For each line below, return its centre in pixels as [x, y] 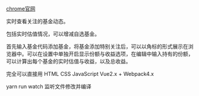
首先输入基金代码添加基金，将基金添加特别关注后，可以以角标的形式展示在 [97, 47]
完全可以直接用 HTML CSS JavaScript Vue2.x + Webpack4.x [80, 74]
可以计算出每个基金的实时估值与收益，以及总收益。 [69, 61]
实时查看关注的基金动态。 [37, 21]
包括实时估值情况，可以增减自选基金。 [53, 34]
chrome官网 [21, 9]
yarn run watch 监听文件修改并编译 [49, 87]
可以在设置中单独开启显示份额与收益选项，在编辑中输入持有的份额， [110, 54]
